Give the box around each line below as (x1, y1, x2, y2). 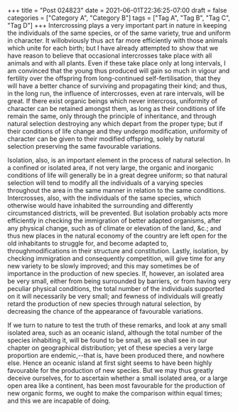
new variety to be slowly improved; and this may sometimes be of (7, 262, 200, 270)
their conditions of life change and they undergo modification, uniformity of (7, 127, 228, 135)
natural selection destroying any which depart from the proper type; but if (7, 120, 223, 127)
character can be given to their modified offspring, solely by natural (7, 134, 205, 143)
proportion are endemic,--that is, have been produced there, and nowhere (7, 352, 225, 359)
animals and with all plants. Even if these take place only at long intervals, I (7, 59, 226, 67)
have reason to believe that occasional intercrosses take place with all (7, 51, 212, 60)
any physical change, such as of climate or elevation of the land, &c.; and (7, 224, 222, 232)
